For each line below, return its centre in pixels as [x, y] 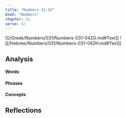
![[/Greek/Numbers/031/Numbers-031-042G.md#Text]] [62, 38]
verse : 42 [15, 24]
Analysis [19, 59]
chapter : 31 [17, 19]
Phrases [14, 83]
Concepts [15, 94]
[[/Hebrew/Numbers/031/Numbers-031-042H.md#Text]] [63, 43]
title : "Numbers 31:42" [30, 10]
